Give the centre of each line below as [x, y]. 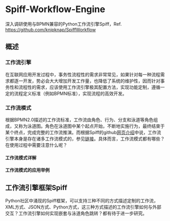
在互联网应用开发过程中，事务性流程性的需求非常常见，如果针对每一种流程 [83, 74]
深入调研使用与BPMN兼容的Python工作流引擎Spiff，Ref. [63, 24]
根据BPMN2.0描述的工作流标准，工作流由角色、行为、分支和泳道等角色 [79, 119]
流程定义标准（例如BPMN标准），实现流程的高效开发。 [71, 93]
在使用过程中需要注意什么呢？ [36, 145]
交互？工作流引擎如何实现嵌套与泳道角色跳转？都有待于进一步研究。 [76, 213]
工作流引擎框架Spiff [36, 187]
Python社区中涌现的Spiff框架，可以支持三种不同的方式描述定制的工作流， [82, 200]
